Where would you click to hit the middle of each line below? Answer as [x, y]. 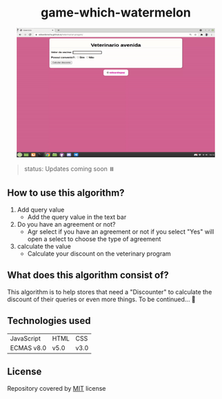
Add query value [41, 209]
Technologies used [49, 321]
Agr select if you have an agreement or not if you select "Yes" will [121, 232]
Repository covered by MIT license [57, 388]
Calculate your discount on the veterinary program [99, 254]
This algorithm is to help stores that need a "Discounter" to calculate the [110, 291]
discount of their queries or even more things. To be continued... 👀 [102, 299]
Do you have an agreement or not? [66, 224]
